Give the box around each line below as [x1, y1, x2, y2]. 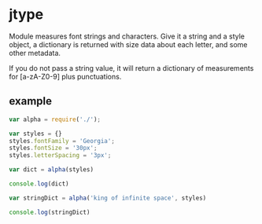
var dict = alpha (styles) [9, 166, 94, 174]
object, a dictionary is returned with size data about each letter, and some [9, 39, 248, 49]
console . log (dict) [9, 180, 69, 188]
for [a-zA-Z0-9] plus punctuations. [9, 72, 122, 81]
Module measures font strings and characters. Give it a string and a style [9, 31, 245, 41]
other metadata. [9, 48, 61, 57]
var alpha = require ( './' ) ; [9, 116, 101, 123]
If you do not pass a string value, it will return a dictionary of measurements [9, 63, 254, 72]
